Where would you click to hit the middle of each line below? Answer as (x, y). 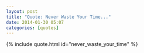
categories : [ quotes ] (32, 28)
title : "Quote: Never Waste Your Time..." (59, 17)
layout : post (22, 11)
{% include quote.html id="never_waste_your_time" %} (72, 44)
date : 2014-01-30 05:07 (35, 22)
